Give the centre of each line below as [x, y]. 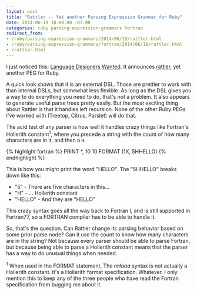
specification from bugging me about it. [54, 285]
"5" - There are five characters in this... [62, 187]
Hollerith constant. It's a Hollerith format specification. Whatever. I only [92, 272]
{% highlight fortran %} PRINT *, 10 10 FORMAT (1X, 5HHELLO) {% [86, 152]
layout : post [22, 11]
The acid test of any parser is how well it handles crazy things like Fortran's [98, 126]
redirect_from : [25, 34]
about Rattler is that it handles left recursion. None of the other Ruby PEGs [96, 109]
